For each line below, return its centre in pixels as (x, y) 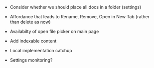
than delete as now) (30, 22)
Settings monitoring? (31, 60)
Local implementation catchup (41, 51)
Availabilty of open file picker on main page (54, 31)
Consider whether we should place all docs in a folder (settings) (76, 7)
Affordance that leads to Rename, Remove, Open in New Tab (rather (80, 17)
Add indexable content (33, 41)
